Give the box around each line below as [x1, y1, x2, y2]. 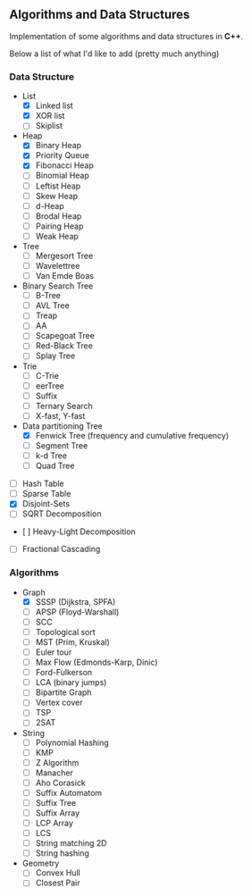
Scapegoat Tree [35, 331, 96, 341]
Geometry [21, 858, 60, 869]
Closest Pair [35, 877, 80, 888]
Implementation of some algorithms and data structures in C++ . [9, 30, 244, 41]
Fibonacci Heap [35, 160, 94, 171]
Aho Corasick [35, 777, 87, 788]
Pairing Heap [35, 221, 84, 231]
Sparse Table [21, 489, 71, 499]
